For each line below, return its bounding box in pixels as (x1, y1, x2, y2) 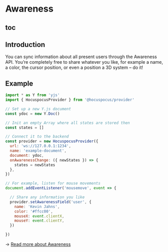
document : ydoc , (10, 153, 44, 158)
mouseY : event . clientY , (14, 218, 65, 223)
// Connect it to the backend (5, 134, 69, 139)
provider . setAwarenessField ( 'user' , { (10, 199, 92, 204)
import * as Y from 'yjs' (5, 93, 60, 98)
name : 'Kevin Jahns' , (14, 204, 60, 209)
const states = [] (5, 125, 44, 130)
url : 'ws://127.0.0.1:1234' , (10, 144, 71, 149)
